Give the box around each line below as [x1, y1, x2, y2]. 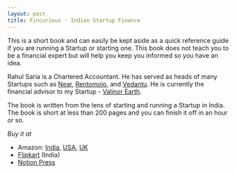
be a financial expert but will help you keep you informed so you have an [7, 51, 219, 60]
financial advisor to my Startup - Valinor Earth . [7, 87, 142, 96]
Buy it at [7, 129, 32, 138]
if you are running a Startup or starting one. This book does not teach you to [7, 44, 230, 52]
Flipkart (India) [17, 150, 61, 159]
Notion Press [17, 158, 56, 166]
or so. [7, 115, 25, 124]
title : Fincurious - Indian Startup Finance [7, 17, 141, 24]
